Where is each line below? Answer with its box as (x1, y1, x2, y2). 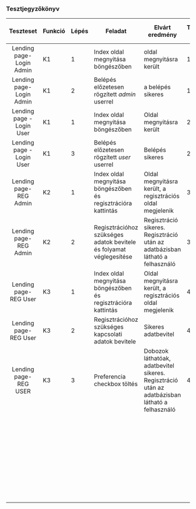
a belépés (143, 83, 171, 91)
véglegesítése (94, 253, 132, 261)
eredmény (148, 31, 177, 39)
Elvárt (153, 23, 171, 32)
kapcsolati (94, 330, 123, 338)
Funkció (43, 27, 65, 35)
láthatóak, (143, 355, 171, 363)
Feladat (105, 27, 127, 35)
